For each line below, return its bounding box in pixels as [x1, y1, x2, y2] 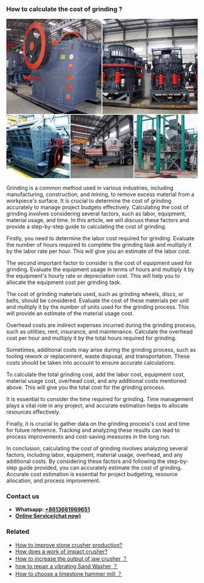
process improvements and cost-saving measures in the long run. [6, 433, 171, 440]
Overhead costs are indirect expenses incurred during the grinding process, [6, 321, 197, 329]
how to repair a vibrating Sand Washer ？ [15, 562, 118, 570]
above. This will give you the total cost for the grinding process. [6, 383, 166, 391]
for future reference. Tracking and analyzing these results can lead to [6, 426, 180, 434]
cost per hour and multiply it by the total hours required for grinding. [6, 334, 177, 342]
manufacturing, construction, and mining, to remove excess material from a [6, 190, 195, 198]
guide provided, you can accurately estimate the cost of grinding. [18, 463, 182, 471]
